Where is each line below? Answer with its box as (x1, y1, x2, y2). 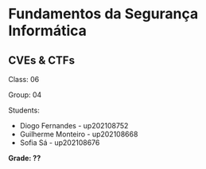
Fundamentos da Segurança (8, 5, 199, 23)
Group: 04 (8, 90, 42, 100)
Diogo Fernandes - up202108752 (19, 121, 129, 130)
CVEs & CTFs (8, 53, 76, 67)
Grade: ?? (8, 153, 41, 163)
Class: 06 (8, 75, 40, 84)
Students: (8, 105, 40, 115)
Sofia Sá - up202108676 (19, 138, 100, 147)
